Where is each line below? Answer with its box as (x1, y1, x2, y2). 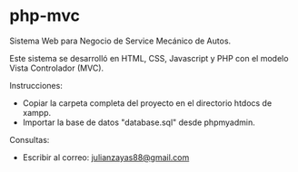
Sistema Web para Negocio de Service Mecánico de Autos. (9, 35, 232, 46)
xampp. (22, 107, 52, 118)
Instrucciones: (9, 80, 64, 91)
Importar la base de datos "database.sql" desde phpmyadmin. (22, 117, 256, 128)
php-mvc (9, 5, 80, 26)
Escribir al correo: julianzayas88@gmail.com (22, 151, 190, 163)
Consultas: (9, 134, 50, 145)
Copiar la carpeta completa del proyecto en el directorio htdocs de (22, 97, 273, 109)
